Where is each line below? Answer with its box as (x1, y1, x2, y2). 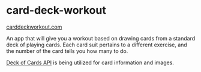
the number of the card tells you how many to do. (6, 47, 128, 54)
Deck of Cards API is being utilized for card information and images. (6, 59, 174, 66)
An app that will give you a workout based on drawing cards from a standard (6, 35, 196, 42)
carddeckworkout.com (6, 23, 62, 30)
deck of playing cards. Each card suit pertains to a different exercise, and (6, 41, 187, 48)
